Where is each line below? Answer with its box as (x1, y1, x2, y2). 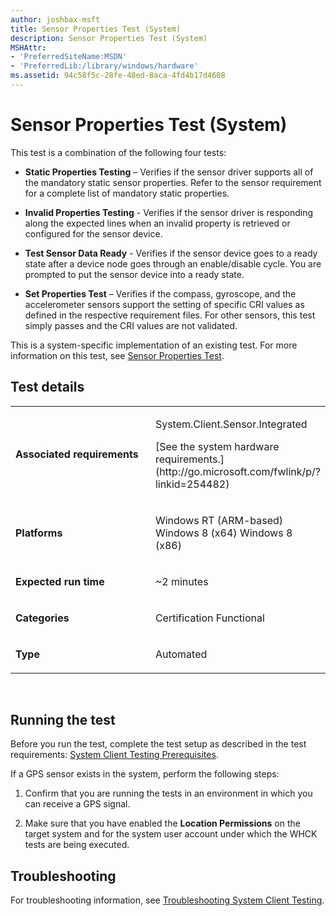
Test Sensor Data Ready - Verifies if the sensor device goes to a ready (24, 247, 318, 259)
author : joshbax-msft (10, 14, 101, 25)
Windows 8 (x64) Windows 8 (154, 526, 293, 540)
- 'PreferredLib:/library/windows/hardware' (10, 61, 199, 71)
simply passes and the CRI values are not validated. (24, 319, 238, 331)
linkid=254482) (154, 477, 230, 491)
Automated (154, 647, 208, 661)
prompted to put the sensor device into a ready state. (24, 268, 245, 280)
